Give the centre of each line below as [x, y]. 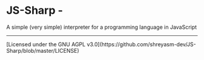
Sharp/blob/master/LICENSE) [43, 50]
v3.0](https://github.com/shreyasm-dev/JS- [141, 44]
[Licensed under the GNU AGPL [46, 44]
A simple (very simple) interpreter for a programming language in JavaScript [102, 27]
